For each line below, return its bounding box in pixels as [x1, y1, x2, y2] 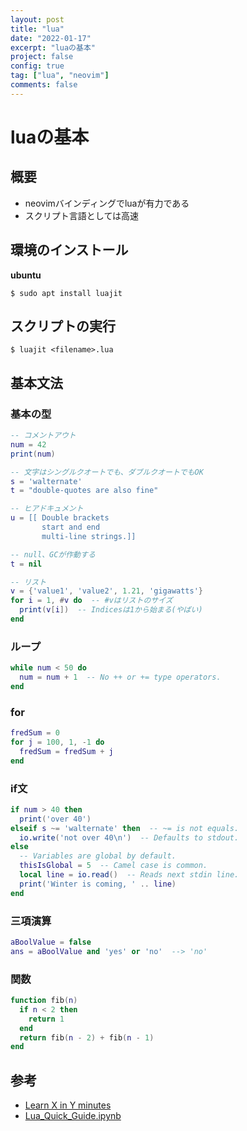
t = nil [10, 559, 43, 569]
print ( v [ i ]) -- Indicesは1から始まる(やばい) [19, 605, 203, 615]
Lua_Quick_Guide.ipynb [24, 1110, 122, 1122]
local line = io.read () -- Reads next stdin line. [19, 870, 240, 880]
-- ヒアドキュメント [10, 504, 84, 514]
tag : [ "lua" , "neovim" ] [10, 71, 110, 81]
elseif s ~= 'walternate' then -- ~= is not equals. [10, 823, 240, 833]
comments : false [10, 80, 78, 90]
